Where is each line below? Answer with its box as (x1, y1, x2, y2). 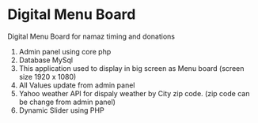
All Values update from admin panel (18, 80, 135, 90)
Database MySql (18, 55, 73, 65)
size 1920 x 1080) (18, 72, 77, 81)
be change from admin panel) (18, 97, 116, 106)
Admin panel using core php (18, 47, 112, 56)
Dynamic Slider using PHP (18, 105, 104, 115)
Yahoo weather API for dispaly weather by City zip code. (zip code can (18, 88, 250, 98)
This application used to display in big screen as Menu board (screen (18, 63, 245, 73)
